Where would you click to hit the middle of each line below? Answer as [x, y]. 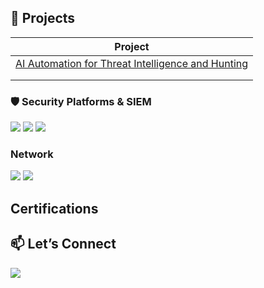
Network [32, 154]
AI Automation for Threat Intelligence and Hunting [132, 63]
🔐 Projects [43, 18]
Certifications [54, 208]
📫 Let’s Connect [63, 244]
